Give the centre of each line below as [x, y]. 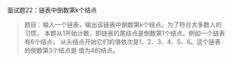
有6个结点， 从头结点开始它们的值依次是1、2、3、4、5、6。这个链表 [123, 42]
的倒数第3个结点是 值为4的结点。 [71, 50]
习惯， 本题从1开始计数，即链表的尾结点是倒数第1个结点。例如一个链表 [125, 33]
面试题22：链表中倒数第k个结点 [52, 10]
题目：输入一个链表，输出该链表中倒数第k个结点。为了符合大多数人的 [123, 25]
